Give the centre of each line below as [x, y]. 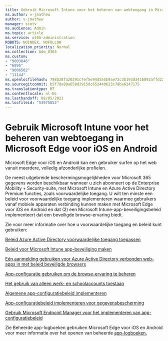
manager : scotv [21, 24]
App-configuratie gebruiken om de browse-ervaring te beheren [70, 274]
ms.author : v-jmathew [28, 14]
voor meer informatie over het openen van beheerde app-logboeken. [76, 333]
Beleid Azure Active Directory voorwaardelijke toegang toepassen [73, 239]
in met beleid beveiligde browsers [51, 264]
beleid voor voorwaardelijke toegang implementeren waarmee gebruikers [81, 199]
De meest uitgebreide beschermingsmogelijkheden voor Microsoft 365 [78, 177]
